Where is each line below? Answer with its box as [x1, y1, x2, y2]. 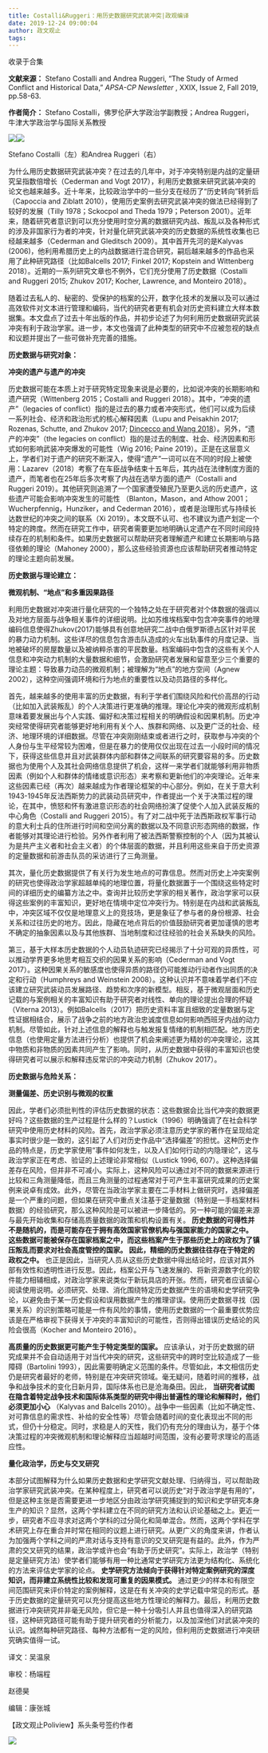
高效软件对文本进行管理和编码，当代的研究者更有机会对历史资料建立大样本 [8, 303, 253, 313]
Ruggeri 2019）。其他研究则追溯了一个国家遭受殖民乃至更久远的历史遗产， [8, 484, 251, 493]
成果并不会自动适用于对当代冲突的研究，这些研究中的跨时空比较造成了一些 [14, 1352, 260, 1362]
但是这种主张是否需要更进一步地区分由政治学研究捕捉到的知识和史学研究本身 [8, 1496, 260, 1506]
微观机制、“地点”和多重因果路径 [8, 588, 114, 597]
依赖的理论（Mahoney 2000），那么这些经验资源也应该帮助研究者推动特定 [14, 544, 258, 553]
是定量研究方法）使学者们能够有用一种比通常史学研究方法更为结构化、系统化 [8, 1556, 260, 1565]
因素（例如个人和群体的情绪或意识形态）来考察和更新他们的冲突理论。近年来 [8, 771, 260, 781]
